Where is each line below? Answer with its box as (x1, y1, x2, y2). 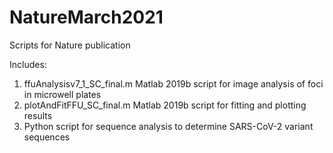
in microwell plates (23, 88, 102, 100)
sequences (23, 131, 71, 143)
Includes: (9, 58, 47, 70)
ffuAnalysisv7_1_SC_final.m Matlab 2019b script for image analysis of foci (23, 77, 324, 90)
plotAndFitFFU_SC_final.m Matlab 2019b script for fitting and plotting (23, 99, 307, 111)
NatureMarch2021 (9, 6, 164, 29)
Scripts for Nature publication (9, 39, 131, 51)
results (23, 109, 53, 121)
